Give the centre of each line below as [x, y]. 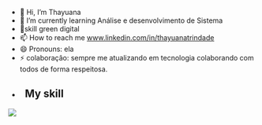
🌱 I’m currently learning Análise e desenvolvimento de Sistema [121, 20]
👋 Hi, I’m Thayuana [50, 12]
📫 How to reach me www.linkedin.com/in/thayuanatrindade [117, 38]
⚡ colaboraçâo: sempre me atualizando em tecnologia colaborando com [137, 58]
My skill [45, 94]
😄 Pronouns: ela [47, 49]
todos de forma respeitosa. [64, 69]
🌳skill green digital [50, 29]
